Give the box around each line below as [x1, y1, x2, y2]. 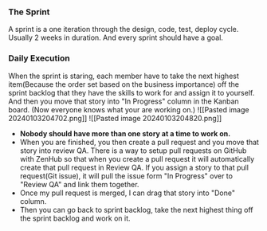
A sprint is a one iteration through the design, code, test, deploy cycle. [8, 25, 239, 34]
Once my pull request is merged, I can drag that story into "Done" [19, 188, 235, 198]
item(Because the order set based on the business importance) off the [8, 79, 239, 89]
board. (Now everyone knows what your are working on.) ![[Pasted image [8, 104, 249, 114]
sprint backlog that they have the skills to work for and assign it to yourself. [8, 88, 255, 97]
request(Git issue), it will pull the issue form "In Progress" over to [19, 170, 234, 181]
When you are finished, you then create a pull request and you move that [19, 137, 259, 147]
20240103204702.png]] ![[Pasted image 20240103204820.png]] [8, 113, 222, 123]
